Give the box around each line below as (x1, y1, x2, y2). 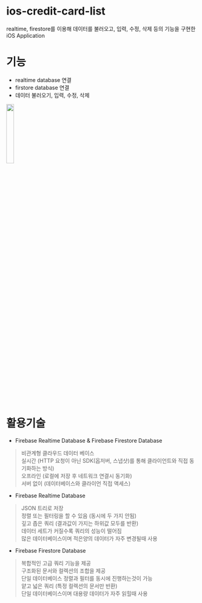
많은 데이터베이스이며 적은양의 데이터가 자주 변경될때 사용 (21, 534, 158, 542)
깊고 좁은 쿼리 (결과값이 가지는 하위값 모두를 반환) (21, 519, 139, 526)
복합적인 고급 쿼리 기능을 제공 (21, 559, 91, 567)
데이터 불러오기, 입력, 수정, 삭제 (15, 91, 90, 98)
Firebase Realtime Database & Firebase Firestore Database (15, 437, 163, 444)
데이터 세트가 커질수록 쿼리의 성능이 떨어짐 (21, 527, 123, 534)
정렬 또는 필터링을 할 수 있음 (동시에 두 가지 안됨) (21, 512, 137, 519)
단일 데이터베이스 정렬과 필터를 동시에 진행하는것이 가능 (21, 574, 153, 582)
